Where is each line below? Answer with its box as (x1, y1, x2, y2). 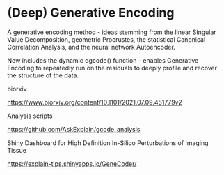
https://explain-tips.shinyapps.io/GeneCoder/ (7, 159, 137, 168)
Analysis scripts (7, 112, 53, 120)
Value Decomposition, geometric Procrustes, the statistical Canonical (7, 35, 206, 43)
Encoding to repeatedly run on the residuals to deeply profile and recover (7, 63, 218, 72)
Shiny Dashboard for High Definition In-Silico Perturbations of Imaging (7, 138, 209, 147)
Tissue (7, 146, 26, 154)
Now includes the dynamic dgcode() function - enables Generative (7, 56, 199, 64)
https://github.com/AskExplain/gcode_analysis (7, 125, 141, 133)
